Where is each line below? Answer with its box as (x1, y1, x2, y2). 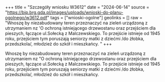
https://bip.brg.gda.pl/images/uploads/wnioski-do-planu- (7, 9, 124, 15)
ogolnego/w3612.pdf (5, 15, 48, 20)
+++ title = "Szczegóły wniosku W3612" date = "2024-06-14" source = (5, 4, 149, 10)
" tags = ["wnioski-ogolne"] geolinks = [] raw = (47, 15, 143, 20)
